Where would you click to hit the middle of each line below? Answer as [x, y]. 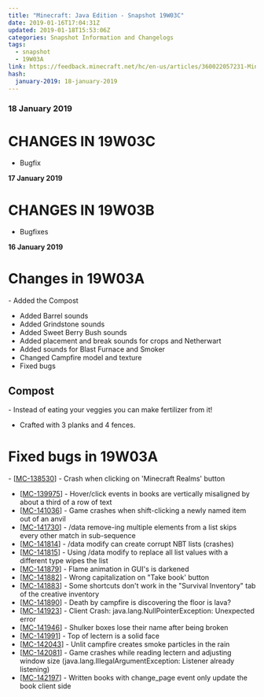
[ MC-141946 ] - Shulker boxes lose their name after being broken [124, 627]
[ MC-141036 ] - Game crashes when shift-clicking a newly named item [133, 510]
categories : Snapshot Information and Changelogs [91, 37]
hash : [17, 74]
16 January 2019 [36, 247]
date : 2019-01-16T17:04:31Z [54, 23]
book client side [46, 686]
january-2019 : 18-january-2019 [66, 81]
